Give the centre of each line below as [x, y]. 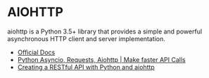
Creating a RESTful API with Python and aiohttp [86, 67]
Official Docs [36, 52]
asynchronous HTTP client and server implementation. [86, 38]
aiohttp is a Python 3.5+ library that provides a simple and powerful [105, 31]
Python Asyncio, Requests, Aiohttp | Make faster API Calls [102, 59]
